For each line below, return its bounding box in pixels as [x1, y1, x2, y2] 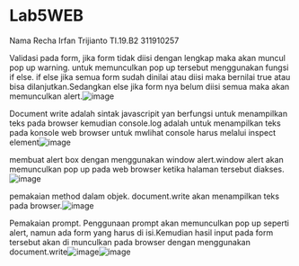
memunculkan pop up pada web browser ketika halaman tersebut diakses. [9, 164, 285, 174]
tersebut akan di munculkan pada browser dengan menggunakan [9, 236, 251, 247]
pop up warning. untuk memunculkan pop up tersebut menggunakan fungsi [9, 62, 289, 73]
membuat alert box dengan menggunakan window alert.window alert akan [9, 154, 285, 164]
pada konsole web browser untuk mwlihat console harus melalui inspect [9, 127, 277, 137]
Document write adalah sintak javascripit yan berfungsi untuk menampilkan [9, 108, 288, 119]
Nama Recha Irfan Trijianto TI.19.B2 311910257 [9, 35, 180, 46]
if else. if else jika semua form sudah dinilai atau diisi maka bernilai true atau [9, 71, 291, 82]
